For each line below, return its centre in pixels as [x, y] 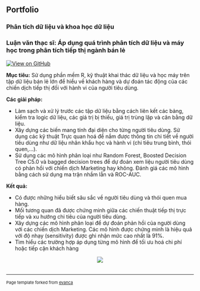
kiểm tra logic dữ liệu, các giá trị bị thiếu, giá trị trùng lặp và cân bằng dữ [104, 117]
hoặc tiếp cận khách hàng [47, 248]
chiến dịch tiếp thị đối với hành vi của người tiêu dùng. [72, 88]
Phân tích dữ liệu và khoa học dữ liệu [60, 27]
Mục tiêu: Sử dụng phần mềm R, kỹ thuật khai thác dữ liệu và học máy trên [98, 75]
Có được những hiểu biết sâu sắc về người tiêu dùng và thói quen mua [101, 197]
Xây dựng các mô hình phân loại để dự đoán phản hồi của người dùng [100, 223]
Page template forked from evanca [40, 282]
